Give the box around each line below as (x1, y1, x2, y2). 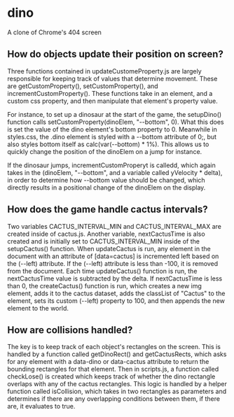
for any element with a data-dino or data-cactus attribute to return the (7, 358, 209, 366)
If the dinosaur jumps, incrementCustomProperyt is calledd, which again (7, 161, 216, 169)
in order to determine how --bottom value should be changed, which (7, 176, 205, 184)
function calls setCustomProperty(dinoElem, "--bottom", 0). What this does (7, 118, 224, 126)
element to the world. (7, 304, 69, 312)
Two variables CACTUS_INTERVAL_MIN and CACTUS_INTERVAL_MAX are (7, 222, 222, 230)
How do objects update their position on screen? (7, 48, 224, 60)
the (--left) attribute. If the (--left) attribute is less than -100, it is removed (7, 259, 219, 267)
